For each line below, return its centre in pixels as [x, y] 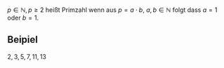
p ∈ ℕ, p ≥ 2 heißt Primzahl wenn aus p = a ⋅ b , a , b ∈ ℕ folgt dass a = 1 [112, 10]
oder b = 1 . [23, 18]
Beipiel [23, 40]
